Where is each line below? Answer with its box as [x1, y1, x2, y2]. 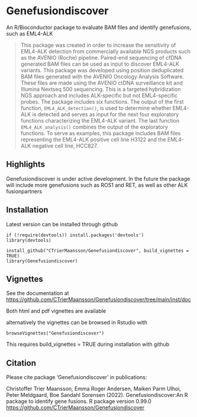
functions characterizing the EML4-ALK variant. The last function [20, 117, 180, 124]
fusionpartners [6, 188, 43, 195]
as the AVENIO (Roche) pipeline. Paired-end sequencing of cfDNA [20, 54, 182, 61]
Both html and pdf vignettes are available [6, 307, 106, 315]
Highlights [6, 159, 46, 169]
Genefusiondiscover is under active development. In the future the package [6, 175, 190, 182]
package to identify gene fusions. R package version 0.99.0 [6, 398, 152, 405]
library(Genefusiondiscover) [6, 258, 78, 264]
